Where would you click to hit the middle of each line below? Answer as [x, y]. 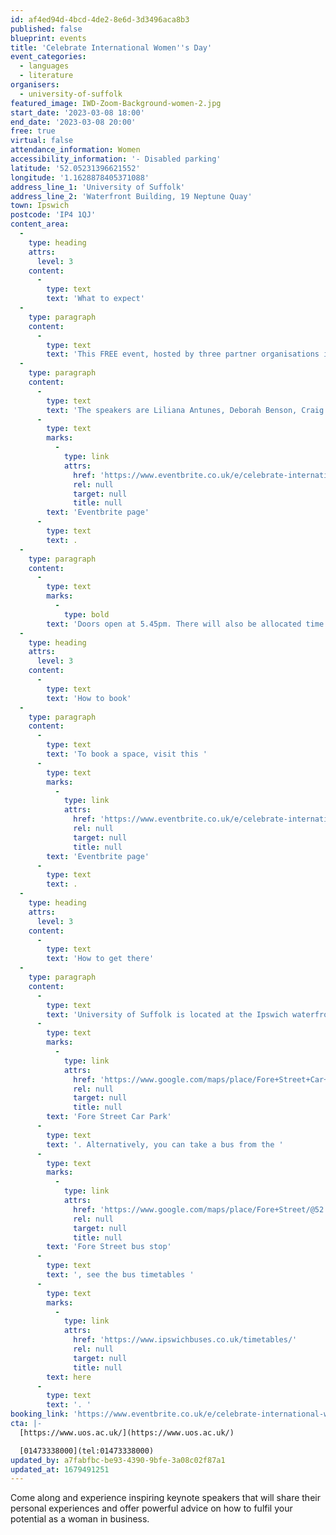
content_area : [40, 224]
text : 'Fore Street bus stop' [109, 1247]
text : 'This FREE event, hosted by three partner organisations [183, 354]
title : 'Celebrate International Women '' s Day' [111, 47]
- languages [44, 66]
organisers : [35, 85]
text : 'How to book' [89, 698]
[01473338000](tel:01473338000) [87, 1451]
